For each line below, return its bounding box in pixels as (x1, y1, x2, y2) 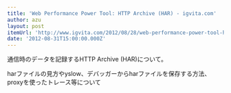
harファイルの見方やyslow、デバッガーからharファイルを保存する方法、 (7, 70, 211, 78)
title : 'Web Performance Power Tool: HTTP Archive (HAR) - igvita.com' (7, 10, 217, 17)
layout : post (7, 23, 45, 29)
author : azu (7, 16, 41, 23)
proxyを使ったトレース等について (7, 78, 102, 86)
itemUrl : (7, 29, 32, 36)
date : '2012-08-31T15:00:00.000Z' (7, 36, 107, 42)
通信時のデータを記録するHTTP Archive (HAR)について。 (7, 55, 167, 64)
